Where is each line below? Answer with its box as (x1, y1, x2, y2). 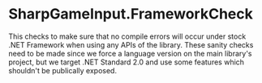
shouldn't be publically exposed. (8, 65, 118, 75)
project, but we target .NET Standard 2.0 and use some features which (8, 57, 245, 67)
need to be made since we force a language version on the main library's (8, 48, 252, 58)
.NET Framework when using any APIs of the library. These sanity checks (8, 39, 254, 49)
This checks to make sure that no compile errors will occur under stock (8, 31, 247, 41)
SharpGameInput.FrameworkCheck (8, 5, 253, 23)
